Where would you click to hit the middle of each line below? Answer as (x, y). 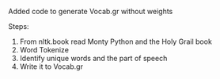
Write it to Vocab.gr (51, 66)
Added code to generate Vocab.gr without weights (91, 11)
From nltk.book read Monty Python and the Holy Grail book (116, 41)
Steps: (19, 26)
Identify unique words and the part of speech (93, 58)
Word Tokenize (44, 50)
